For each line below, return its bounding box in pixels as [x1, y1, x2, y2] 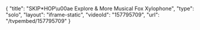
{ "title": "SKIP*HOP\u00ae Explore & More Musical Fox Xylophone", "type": [5, 5, 194, 12]
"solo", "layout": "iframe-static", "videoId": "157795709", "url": [5, 11, 160, 18]
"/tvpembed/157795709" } [5, 18, 71, 24]
